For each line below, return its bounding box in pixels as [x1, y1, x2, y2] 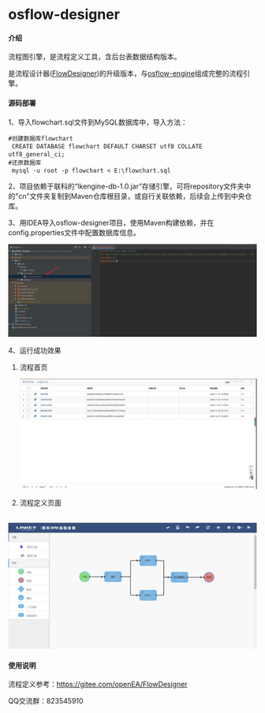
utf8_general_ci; [8, 150, 65, 159]
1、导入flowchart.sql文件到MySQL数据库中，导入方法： [8, 117, 188, 127]
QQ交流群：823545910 [8, 696, 84, 706]
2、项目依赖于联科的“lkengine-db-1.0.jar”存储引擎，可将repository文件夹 [8, 181, 244, 191]
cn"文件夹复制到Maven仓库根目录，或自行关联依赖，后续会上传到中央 [18, 191, 245, 200]
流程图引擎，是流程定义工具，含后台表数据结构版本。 [8, 52, 181, 62]
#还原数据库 [8, 159, 42, 166]
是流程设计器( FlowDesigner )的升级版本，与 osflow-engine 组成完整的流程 [8, 69, 244, 78]
